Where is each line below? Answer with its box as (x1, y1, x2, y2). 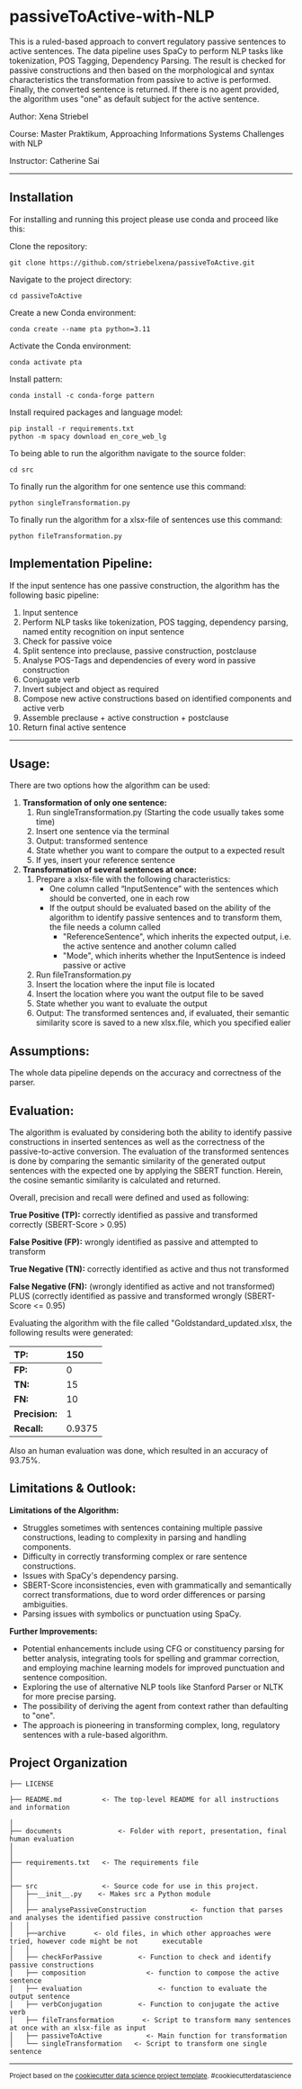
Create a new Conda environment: (9, 307, 137, 318)
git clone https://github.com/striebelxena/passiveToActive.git (9, 258, 255, 267)
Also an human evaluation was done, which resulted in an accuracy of (9, 1445, 269, 1455)
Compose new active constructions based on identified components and (22, 693, 292, 704)
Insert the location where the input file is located (35, 979, 216, 990)
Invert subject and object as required (22, 683, 159, 694)
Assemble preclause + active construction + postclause (22, 712, 229, 723)
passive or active (62, 960, 126, 971)
